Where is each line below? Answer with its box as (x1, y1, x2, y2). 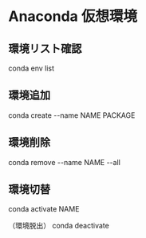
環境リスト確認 (8, 42, 82, 55)
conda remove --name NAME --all (8, 157, 121, 167)
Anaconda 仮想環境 (8, 7, 138, 26)
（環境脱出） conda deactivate (8, 221, 109, 231)
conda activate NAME (8, 204, 80, 214)
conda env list (8, 63, 54, 73)
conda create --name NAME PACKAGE (8, 110, 136, 120)
